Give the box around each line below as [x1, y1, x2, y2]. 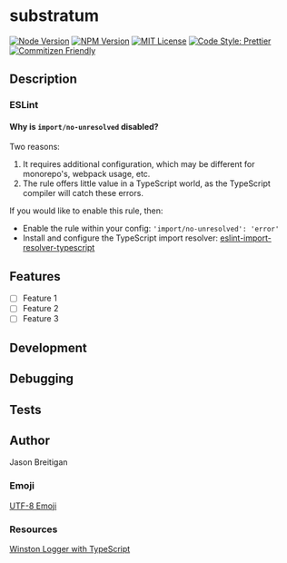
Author [9, 433, 50, 449]
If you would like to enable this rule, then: [9, 205, 163, 216]
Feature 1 [22, 292, 57, 304]
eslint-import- [220, 232, 272, 243]
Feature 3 [22, 313, 59, 324]
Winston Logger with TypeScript [9, 544, 131, 555]
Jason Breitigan [9, 457, 68, 468]
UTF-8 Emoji [9, 500, 57, 511]
